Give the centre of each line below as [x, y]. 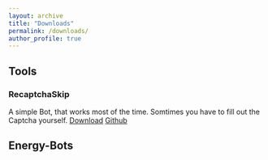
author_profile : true [45, 38]
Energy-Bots [41, 146]
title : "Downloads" [41, 23]
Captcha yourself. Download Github [68, 120]
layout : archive [36, 16]
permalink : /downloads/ [49, 31]
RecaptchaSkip [39, 94]
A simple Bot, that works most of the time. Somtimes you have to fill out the [134, 112]
